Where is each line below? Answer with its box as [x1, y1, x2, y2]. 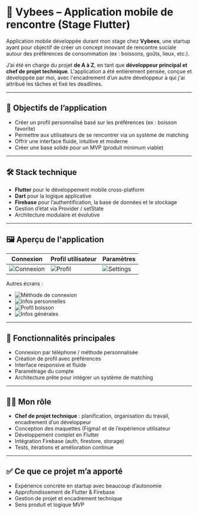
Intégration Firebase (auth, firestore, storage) [14, 438, 124, 444]
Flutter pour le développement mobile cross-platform [14, 186, 144, 193]
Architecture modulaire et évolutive [14, 211, 100, 218]
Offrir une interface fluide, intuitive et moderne [14, 137, 128, 144]
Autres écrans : [6, 280, 43, 287]
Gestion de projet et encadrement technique [14, 494, 123, 502]
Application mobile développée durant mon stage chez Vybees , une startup [6, 37, 190, 44]
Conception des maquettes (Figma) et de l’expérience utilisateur [14, 425, 171, 432]
